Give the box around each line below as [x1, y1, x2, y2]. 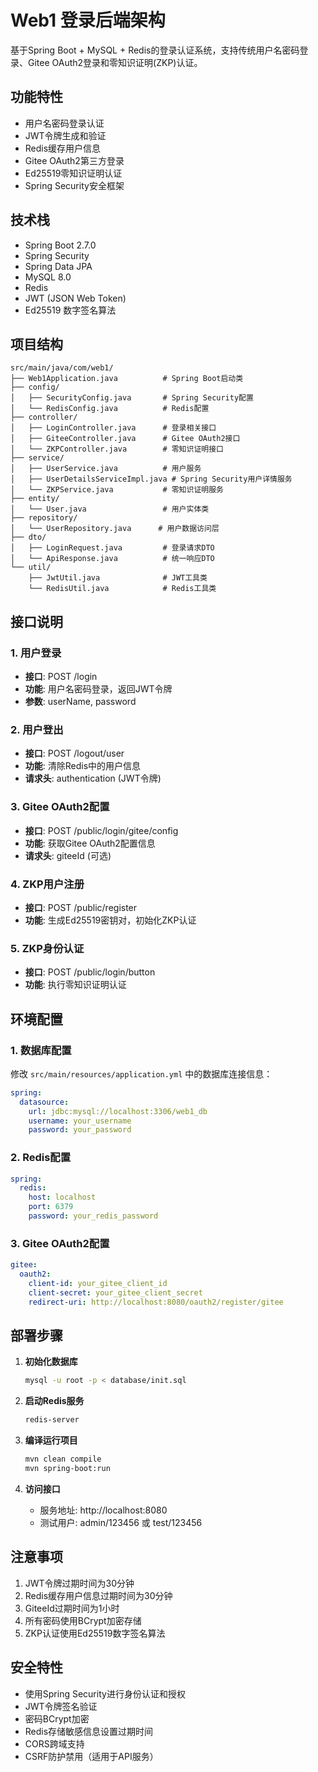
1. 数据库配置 [10, 1043, 72, 1057]
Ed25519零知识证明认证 [24, 167, 123, 179]
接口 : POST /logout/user [24, 747, 125, 760]
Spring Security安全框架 [24, 179, 125, 191]
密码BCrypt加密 [24, 1712, 90, 1725]
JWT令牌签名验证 [24, 1700, 98, 1712]
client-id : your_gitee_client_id [28, 1279, 168, 1289]
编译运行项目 [24, 1434, 78, 1446]
